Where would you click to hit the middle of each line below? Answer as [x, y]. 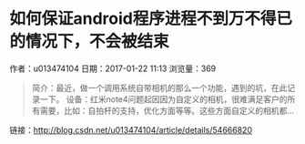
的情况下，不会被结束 [90, 41]
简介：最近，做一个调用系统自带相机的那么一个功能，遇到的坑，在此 [159, 87]
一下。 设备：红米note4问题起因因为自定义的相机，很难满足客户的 [164, 99]
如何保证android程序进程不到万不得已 [151, 19]
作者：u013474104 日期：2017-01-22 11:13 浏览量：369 [113, 68]
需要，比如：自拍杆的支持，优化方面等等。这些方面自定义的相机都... [167, 110]
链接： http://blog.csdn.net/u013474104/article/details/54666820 [131, 129]
